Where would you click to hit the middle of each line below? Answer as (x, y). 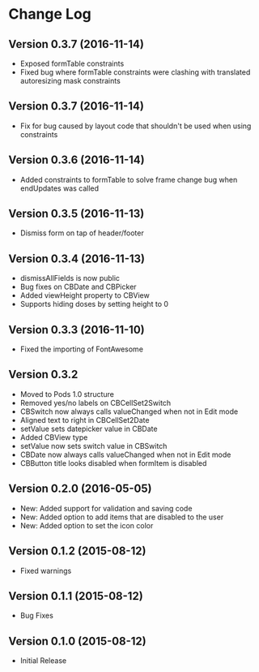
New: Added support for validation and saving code (106, 508)
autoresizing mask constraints (70, 81)
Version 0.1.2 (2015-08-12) (77, 551)
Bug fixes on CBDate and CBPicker (78, 287)
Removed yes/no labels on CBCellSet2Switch (96, 403)
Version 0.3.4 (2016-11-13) (77, 258)
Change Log (50, 14)
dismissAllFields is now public (70, 278)
